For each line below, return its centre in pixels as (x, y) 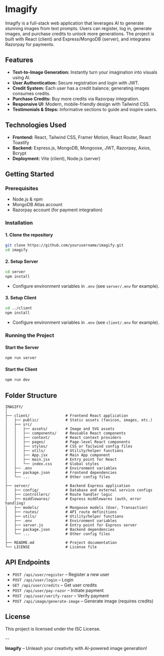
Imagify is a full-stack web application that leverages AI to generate (75, 23)
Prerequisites (22, 188)
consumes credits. (31, 93)
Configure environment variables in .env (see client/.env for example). (86, 322)
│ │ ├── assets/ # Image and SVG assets (60, 429)
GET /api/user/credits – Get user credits (55, 585)
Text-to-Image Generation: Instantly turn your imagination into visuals (85, 72)
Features (19, 60)
